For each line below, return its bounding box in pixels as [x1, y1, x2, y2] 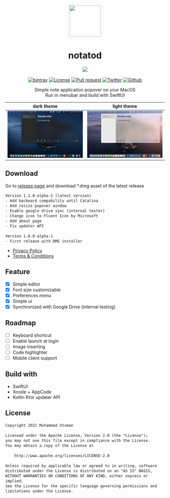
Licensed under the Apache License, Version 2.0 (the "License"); [5, 433, 148, 438]
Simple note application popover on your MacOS [34, 86, 136, 93]
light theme [112, 103, 138, 109]
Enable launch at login [12, 338, 59, 344]
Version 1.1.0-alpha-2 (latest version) [5, 193, 92, 198]
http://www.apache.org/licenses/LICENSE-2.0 [14, 453, 110, 458]
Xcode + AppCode [12, 389, 52, 395]
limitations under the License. [5, 488, 73, 493]
